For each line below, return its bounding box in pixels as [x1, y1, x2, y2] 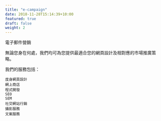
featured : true [5, 16, 36, 21]
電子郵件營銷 [5, 40, 31, 46]
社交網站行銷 [5, 101, 28, 106]
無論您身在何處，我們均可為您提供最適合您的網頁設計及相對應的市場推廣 [5, 50, 152, 56]
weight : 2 [5, 25, 26, 30]
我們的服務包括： [5, 67, 40, 73]
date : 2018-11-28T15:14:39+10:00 [5, 12, 74, 17]
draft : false [5, 21, 32, 26]
